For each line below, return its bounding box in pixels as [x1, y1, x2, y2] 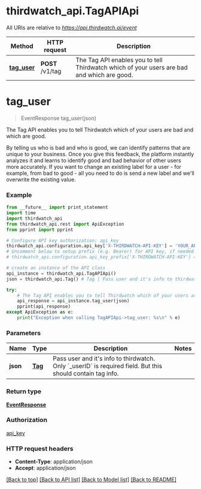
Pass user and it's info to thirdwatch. [53, 354, 156, 363]
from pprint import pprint [6, 226, 74, 233]
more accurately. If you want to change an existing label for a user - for [6, 163, 181, 170]
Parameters [6, 329, 41, 337]
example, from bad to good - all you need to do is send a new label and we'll [6, 169, 194, 177]
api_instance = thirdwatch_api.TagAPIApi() [6, 271, 117, 277]
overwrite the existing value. [6, 175, 76, 183]
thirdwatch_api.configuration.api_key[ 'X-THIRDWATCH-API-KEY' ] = [6, 243, 172, 249]
